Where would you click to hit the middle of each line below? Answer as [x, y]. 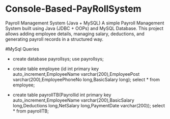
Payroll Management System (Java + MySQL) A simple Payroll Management [85, 23]
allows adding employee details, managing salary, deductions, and [75, 34]
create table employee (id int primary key [56, 69]
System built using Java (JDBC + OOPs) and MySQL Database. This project [84, 28]
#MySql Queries [22, 49]
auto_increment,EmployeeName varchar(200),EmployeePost [76, 74]
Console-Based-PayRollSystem [73, 9]
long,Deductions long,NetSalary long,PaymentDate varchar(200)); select [89, 105]
